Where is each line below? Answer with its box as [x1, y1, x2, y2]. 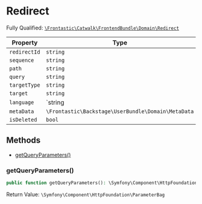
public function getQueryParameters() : [6, 180, 106, 186]
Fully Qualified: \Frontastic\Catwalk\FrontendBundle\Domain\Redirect [6, 24, 179, 31]
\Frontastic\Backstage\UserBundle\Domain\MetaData [46, 108, 194, 115]
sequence [9, 57, 34, 64]
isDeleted [9, 116, 37, 123]
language [9, 99, 34, 106]
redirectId [9, 48, 40, 55]
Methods [6, 135, 41, 146]
